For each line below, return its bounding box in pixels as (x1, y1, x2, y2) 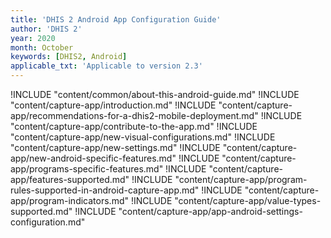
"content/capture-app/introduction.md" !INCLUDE (10, 99, 217, 111)
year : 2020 (10, 33, 56, 43)
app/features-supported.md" (10, 174, 130, 185)
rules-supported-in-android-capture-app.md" (10, 184, 200, 196)
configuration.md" (10, 216, 86, 228)
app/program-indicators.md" (10, 195, 129, 206)
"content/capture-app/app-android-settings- (118, 206, 303, 217)
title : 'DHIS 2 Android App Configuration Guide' (10, 14, 222, 25)
